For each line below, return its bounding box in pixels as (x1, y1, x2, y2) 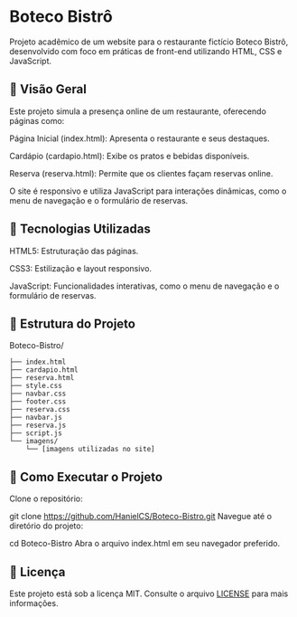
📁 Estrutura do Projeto (9, 316, 135, 331)
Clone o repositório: (9, 493, 83, 504)
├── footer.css (9, 397, 67, 406)
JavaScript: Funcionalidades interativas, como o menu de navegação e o (9, 280, 280, 291)
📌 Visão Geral (9, 81, 88, 97)
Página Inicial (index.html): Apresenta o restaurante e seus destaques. (9, 133, 270, 144)
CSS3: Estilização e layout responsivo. (9, 262, 152, 273)
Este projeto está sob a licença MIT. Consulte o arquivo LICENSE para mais (9, 588, 289, 599)
